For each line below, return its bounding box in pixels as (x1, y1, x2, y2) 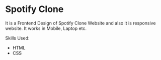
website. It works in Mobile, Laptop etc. (5, 25, 87, 31)
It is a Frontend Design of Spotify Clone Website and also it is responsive (5, 20, 156, 26)
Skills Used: (5, 35, 30, 41)
